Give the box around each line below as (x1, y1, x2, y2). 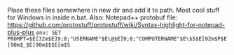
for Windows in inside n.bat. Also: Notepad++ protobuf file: (7, 13, 178, 22)
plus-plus (7, 28, 35, 36)
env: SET (36, 29, 62, 36)
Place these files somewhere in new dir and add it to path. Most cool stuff (7, 6, 220, 14)
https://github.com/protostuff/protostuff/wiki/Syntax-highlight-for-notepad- (7, 21, 226, 29)
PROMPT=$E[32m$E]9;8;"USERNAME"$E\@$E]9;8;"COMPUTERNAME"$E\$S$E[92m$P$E (7, 36, 228, 42)
